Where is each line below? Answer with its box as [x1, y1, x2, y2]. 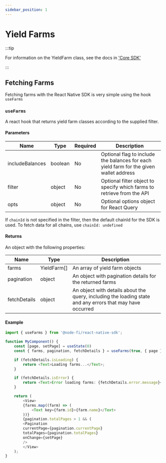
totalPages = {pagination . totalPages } [23, 431, 98, 436]
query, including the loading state [72, 293, 150, 300]
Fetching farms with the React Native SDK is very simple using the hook [5, 92, 151, 98]
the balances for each [101, 157, 152, 164]
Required [74, 142, 96, 149]
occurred [72, 305, 94, 312]
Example [5, 319, 24, 325]
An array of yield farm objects [72, 265, 142, 272]
